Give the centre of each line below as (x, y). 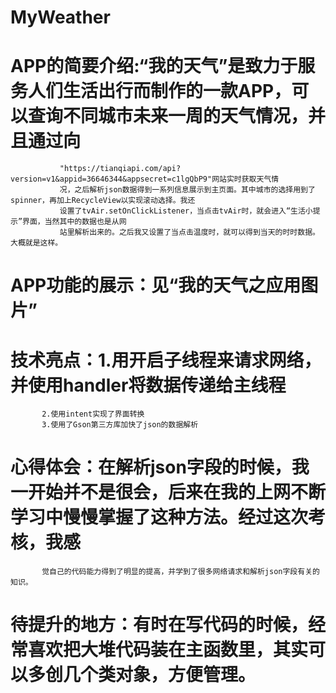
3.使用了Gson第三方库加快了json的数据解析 (120, 425)
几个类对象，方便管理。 (160, 675)
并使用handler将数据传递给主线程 (148, 385)
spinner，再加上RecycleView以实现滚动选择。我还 (103, 201)
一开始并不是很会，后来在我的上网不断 (168, 492)
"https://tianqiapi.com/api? (120, 169)
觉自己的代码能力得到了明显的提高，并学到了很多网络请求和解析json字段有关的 (180, 572)
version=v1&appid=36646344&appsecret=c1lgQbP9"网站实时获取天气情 (145, 179)
